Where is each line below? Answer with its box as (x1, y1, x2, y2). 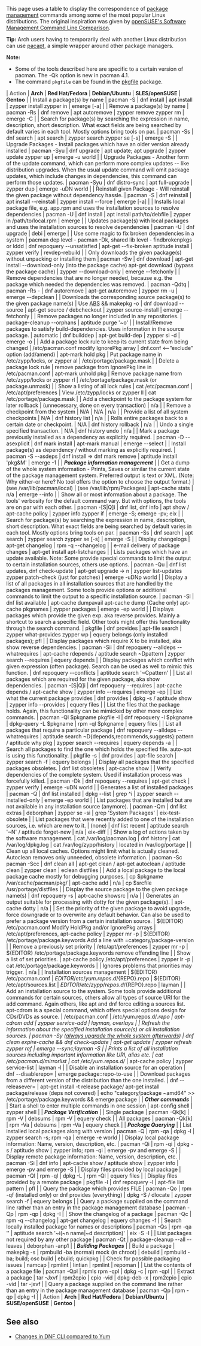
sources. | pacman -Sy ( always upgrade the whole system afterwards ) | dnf (6, 1032, 194, 1039)
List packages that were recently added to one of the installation (35, 816, 194, 823)
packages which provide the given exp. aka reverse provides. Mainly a (6, 612, 180, 619)
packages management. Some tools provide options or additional (6, 587, 167, 593)
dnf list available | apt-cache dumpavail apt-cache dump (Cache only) (6, 599, 179, 606)
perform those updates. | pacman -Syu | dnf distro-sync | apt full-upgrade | (6, 179, 193, 186)
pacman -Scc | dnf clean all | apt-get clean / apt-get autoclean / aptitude (6, 860, 186, 867)
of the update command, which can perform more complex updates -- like (6, 160, 190, 167)
